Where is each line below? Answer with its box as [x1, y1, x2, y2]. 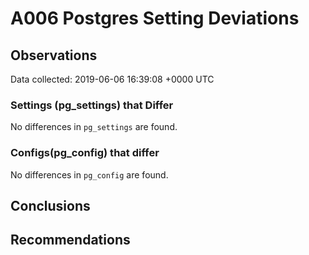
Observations [10, 47, 98, 64]
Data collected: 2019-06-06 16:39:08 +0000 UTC [10, 73, 215, 85]
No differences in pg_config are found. [10, 168, 169, 181]
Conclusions [10, 197, 91, 214]
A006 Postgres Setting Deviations [10, 7, 300, 30]
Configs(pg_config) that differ [10, 146, 160, 160]
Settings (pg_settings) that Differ [10, 98, 174, 112]
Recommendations [10, 232, 131, 249]
